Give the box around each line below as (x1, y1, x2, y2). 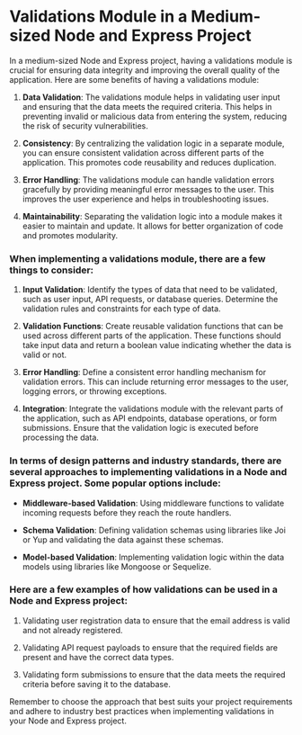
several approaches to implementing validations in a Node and (9, 466, 288, 479)
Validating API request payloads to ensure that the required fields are (22, 641, 279, 653)
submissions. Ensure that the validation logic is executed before (22, 423, 259, 434)
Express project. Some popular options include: (9, 477, 222, 489)
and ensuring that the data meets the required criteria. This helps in (22, 101, 272, 112)
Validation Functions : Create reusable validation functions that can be (22, 321, 284, 332)
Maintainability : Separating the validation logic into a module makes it (22, 211, 283, 221)
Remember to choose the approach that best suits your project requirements (9, 695, 293, 707)
